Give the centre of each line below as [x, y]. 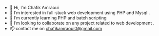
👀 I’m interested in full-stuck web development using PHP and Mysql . [80, 13]
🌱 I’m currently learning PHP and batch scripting [58, 18]
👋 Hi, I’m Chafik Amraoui [34, 8]
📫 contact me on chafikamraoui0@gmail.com [56, 28]
